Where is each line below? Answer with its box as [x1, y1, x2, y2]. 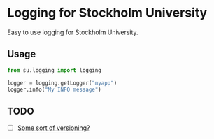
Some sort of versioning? [17, 124, 90, 132]
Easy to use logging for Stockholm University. [7, 28, 138, 36]
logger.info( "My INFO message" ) [7, 86, 101, 93]
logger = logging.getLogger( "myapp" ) [7, 79, 117, 87]
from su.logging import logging [7, 66, 101, 74]
